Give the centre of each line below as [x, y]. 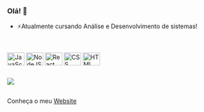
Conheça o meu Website [42, 101]
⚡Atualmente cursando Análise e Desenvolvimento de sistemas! [107, 26]
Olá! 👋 [17, 11]
